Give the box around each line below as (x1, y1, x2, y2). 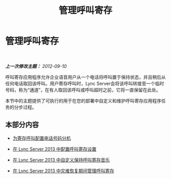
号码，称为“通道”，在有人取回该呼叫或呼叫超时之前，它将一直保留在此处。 (5, 86, 161, 93)
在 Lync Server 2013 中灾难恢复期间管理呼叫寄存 (12, 167, 115, 174)
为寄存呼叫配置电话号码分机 (12, 135, 71, 141)
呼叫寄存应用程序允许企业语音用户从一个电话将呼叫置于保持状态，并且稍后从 (5, 74, 166, 80)
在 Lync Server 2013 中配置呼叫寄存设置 (12, 146, 97, 152)
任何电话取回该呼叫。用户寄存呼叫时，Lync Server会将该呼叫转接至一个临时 (5, 80, 164, 86)
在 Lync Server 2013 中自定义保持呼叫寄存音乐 (12, 156, 110, 163)
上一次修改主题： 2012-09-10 (5, 63, 67, 69)
